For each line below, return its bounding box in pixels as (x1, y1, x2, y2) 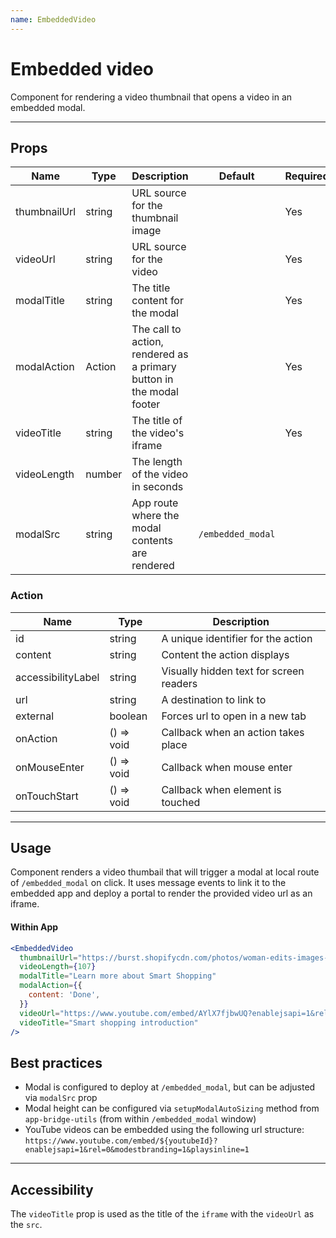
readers (161, 676, 198, 690)
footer (131, 397, 161, 411)
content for (131, 294, 184, 308)
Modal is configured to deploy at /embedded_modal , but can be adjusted (24, 1081, 316, 1093)
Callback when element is (161, 782, 282, 796)
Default (218, 169, 255, 183)
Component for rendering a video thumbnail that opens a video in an (10, 91, 293, 103)
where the (131, 509, 180, 523)
